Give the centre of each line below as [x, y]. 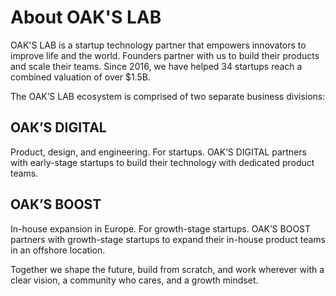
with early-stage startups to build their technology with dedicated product [162, 162]
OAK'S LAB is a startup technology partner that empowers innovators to [158, 45]
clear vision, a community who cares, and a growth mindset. [134, 280]
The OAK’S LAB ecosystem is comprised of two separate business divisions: [168, 96]
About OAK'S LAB [86, 17]
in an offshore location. [58, 250]
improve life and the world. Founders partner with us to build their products [165, 55]
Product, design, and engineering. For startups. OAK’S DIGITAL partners [158, 152]
